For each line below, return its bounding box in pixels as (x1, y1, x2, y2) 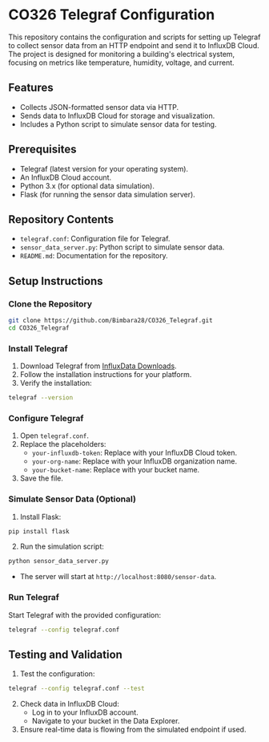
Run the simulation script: (19, 541, 104, 551)
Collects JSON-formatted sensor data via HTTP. (19, 102, 179, 112)
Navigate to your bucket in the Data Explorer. (31, 716, 180, 726)
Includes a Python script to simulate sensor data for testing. (19, 119, 217, 129)
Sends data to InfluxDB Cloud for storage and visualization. (19, 111, 215, 120)
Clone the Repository (8, 298, 93, 310)
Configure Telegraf (8, 412, 84, 424)
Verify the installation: (19, 379, 92, 388)
